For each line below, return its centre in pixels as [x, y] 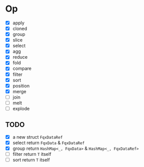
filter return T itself [32, 154]
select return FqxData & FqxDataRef [48, 143]
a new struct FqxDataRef [38, 137]
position [21, 86]
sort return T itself [31, 160]
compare [22, 68]
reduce [20, 57]
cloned [20, 29]
